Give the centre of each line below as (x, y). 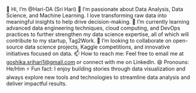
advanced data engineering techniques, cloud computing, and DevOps (93, 28)
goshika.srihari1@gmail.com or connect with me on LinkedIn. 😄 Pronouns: (98, 62)
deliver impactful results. (37, 84)
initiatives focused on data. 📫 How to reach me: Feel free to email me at (95, 54)
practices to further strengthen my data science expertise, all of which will (98, 34)
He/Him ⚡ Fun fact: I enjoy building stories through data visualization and (96, 69)
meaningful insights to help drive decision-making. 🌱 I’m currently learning (98, 22)
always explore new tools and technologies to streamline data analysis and (98, 77)
